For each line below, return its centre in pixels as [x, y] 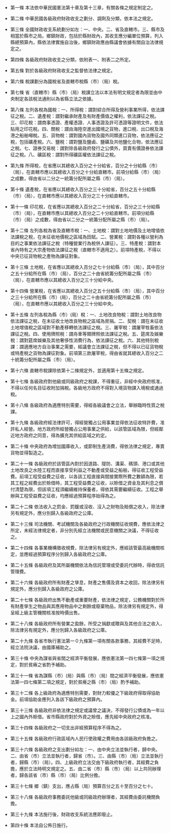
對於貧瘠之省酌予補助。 [44, 665]
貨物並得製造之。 [28, 453]
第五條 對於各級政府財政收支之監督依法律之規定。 [63, 70]
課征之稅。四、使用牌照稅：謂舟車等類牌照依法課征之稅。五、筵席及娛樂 [87, 334]
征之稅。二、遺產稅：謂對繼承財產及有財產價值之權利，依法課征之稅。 [84, 116]
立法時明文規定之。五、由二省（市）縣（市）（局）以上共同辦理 [95, 769]
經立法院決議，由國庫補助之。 [42, 647]
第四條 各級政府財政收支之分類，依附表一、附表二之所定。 [72, 60]
